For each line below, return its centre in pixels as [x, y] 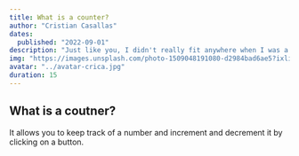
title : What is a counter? [59, 17]
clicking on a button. [47, 142]
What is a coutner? [63, 111]
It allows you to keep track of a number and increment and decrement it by [146, 132]
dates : [21, 34]
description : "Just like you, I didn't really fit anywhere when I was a [149, 51]
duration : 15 [33, 75]
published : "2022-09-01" [63, 42]
